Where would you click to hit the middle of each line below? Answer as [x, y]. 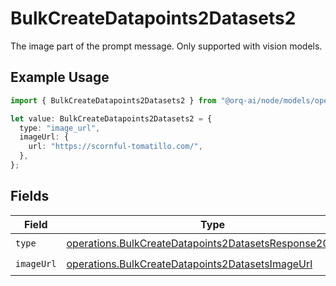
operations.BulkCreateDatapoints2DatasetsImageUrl [189, 264]
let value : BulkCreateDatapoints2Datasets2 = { [111, 118]
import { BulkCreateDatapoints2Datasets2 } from [113, 100]
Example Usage [60, 77]
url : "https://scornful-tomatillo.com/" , [115, 147]
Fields [30, 196]
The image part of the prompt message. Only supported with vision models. [166, 46]
